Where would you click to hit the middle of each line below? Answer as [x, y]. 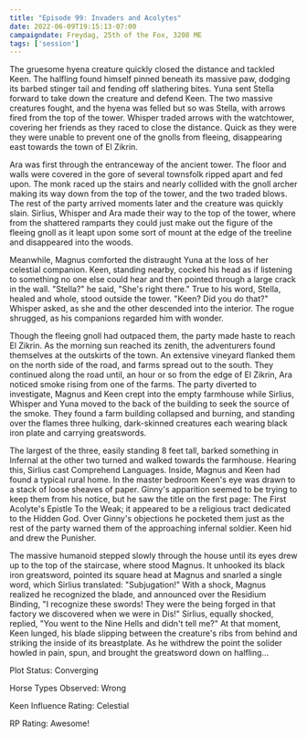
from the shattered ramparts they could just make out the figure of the [141, 223]
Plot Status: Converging [54, 670]
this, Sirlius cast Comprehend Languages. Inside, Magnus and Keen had [145, 470]
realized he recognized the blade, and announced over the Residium [138, 595]
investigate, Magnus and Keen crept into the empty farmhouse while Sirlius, [152, 395]
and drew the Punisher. [53, 538]
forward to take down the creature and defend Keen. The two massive [142, 99]
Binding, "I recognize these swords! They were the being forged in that [143, 605]
